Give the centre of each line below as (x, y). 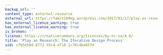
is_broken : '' (19, 32)
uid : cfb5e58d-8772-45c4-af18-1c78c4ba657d (50, 45)
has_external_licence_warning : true (42, 23)
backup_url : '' (20, 9)
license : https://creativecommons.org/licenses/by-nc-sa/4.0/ (69, 36)
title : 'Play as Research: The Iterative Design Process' (65, 41)
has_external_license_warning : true (42, 27)
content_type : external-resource (39, 14)
